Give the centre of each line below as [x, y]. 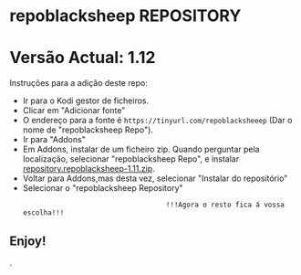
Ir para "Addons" [54, 140]
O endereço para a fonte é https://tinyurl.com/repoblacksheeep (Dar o [157, 121]
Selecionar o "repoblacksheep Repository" [103, 188]
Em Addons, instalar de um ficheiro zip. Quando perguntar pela [141, 149]
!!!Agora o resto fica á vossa [225, 205]
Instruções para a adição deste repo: [78, 83]
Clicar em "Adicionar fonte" [74, 111]
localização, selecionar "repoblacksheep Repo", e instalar [131, 159]
